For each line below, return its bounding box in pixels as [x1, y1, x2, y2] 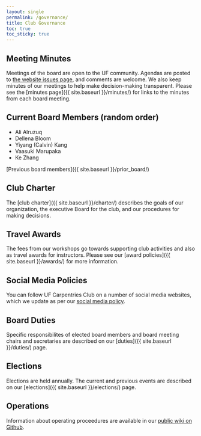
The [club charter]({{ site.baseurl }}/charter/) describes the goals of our [6, 199, 184, 206]
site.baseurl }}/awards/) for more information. [6, 258, 119, 265]
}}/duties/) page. [6, 344, 47, 351]
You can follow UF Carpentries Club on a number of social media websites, [6, 291, 192, 298]
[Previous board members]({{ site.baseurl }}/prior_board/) [6, 165, 150, 173]
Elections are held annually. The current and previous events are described [6, 377, 192, 384]
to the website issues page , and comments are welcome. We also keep [6, 76, 182, 83]
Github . [6, 423, 25, 431]
